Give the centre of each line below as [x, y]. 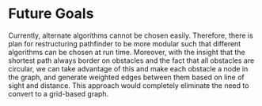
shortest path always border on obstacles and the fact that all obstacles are [131, 60]
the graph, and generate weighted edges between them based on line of [126, 77]
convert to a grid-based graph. [59, 93]
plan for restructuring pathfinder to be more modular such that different [125, 43]
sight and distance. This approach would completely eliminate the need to [129, 85]
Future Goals [51, 14]
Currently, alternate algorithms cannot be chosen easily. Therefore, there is [131, 35]
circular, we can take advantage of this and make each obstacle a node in [128, 68]
